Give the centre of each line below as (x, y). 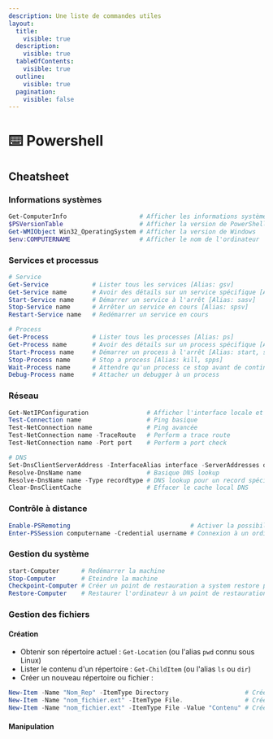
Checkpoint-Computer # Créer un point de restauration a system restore (134, 586)
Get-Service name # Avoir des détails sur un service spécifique (132, 292)
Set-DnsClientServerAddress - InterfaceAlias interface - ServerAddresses (134, 465)
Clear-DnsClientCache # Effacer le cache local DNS (129, 488)
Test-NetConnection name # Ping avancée (103, 428)
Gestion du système (49, 554)
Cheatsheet (39, 176)
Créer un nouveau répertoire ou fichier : (87, 678)
